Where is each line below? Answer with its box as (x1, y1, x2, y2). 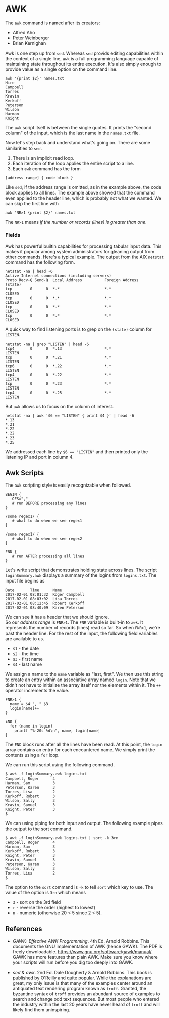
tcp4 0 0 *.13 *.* (5, 346, 112, 351)
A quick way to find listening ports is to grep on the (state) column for (5, 326, 152, 332)
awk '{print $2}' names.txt (5, 76, 65, 81)
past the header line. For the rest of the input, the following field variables (5, 630, 158, 637)
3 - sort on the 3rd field (12, 899, 61, 905)
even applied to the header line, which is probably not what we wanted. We (5, 195, 161, 201)
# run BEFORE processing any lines (12, 501, 87, 506)
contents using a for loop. (5, 752, 60, 758)
